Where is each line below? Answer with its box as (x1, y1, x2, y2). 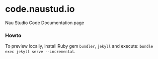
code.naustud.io (5, 3, 75, 15)
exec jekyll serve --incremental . (5, 48, 76, 55)
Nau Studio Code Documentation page (5, 20, 84, 26)
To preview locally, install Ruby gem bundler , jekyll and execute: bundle (5, 43, 153, 49)
